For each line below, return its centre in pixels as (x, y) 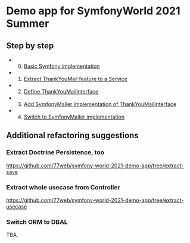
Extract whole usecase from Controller (63, 187)
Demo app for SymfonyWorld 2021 (93, 11)
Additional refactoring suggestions (72, 135)
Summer (28, 24)
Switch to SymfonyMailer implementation (74, 117)
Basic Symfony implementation (62, 66)
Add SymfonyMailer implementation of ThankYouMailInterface (100, 104)
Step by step (30, 46)
